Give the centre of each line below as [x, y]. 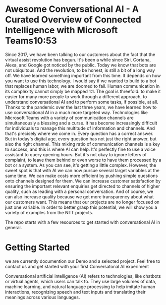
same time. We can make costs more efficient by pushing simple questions [82, 176]
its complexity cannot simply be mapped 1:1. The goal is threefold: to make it [83, 91]
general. [14, 227]
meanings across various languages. [43, 297]
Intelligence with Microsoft [61, 30]
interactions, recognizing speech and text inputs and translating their [76, 292]
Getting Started [38, 248]
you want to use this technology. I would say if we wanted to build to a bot [81, 81]
